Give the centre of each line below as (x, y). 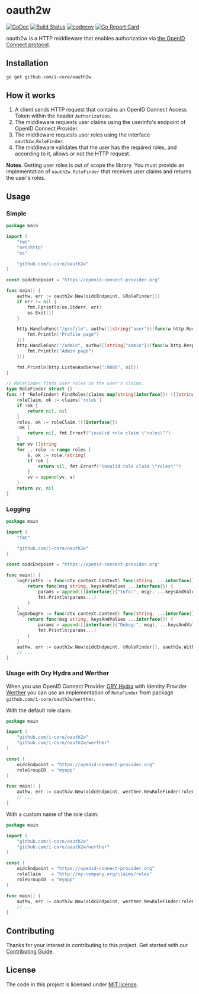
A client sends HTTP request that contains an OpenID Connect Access (101, 110)
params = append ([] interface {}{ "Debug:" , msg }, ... (103, 625)
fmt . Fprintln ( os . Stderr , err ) (65, 307)
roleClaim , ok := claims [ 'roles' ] (59, 400)
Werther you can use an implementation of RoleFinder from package (90, 693)
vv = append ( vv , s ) (52, 477)
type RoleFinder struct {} (39, 389)
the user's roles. (26, 178)
